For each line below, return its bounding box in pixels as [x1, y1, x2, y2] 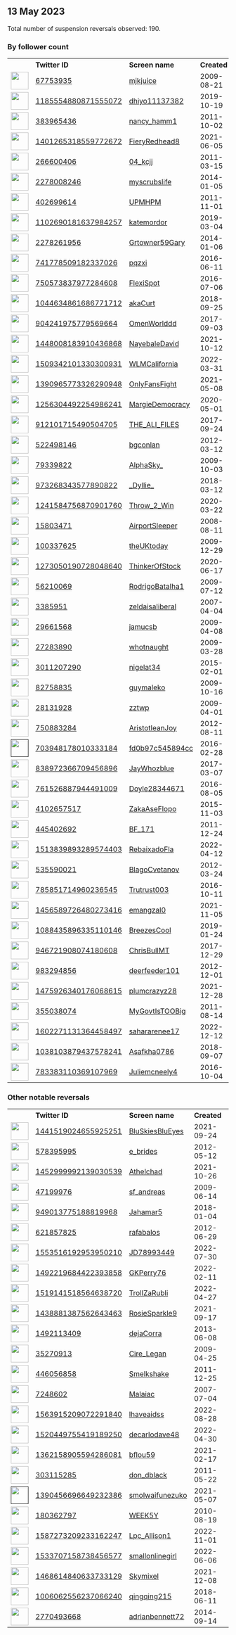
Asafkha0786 [129, 1047, 175, 1057]
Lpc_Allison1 [129, 1531, 171, 1541]
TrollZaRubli [129, 1288, 169, 1298]
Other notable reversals [7, 1093, 90, 1102]
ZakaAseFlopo [129, 804, 177, 814]
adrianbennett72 [129, 1612, 185, 1622]
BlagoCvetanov [129, 865, 180, 874]
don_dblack [129, 1470, 167, 1480]
